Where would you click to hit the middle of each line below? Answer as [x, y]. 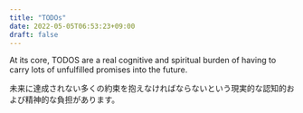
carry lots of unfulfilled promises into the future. [99, 70]
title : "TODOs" [38, 18]
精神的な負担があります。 [72, 99]
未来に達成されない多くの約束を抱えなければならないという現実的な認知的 [148, 89]
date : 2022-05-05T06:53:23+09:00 [72, 26]
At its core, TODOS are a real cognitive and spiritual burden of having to [143, 61]
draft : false [34, 34]
